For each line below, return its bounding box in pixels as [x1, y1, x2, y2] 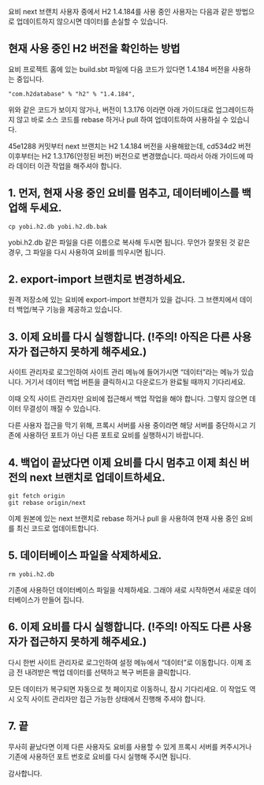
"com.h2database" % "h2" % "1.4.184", [8, 90, 136, 98]
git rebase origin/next [8, 499, 87, 507]
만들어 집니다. [42, 595, 84, 604]
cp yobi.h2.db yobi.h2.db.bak [8, 222, 108, 230]
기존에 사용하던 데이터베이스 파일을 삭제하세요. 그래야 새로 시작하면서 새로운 [8, 585, 242, 594]
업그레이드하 [215, 105, 255, 114]
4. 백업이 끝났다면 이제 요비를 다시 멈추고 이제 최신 [8, 456, 238, 469]
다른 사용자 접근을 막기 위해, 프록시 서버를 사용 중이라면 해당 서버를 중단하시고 [8, 421, 248, 430]
